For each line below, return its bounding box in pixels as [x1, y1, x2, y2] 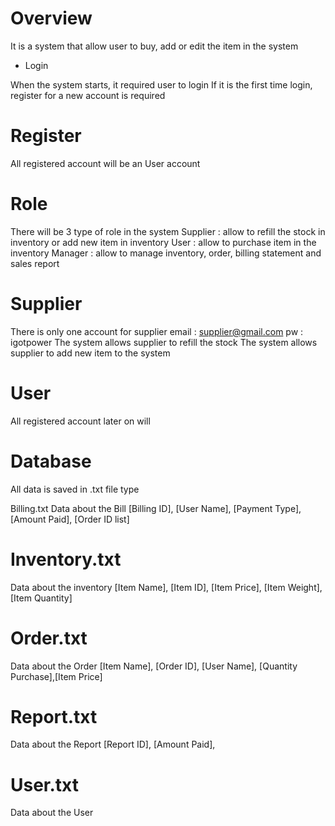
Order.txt [10, 627, 88, 649]
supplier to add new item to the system [10, 347, 171, 359]
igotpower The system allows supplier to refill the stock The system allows [10, 336, 318, 348]
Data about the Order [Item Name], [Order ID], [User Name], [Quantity [10, 660, 298, 672]
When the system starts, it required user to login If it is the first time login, [10, 78, 313, 91]
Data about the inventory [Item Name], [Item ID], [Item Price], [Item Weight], [10, 581, 323, 593]
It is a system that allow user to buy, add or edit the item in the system [10, 40, 299, 52]
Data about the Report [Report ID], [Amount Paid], [10, 738, 216, 751]
